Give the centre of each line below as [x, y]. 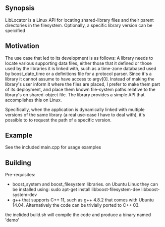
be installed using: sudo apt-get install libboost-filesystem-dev [76, 189]
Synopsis [20, 8]
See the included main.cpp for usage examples [53, 147]
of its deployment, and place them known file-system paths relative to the [80, 89]
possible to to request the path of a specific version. [58, 120]
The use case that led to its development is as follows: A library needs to [79, 58]
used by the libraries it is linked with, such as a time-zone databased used [81, 68]
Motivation [22, 46]
